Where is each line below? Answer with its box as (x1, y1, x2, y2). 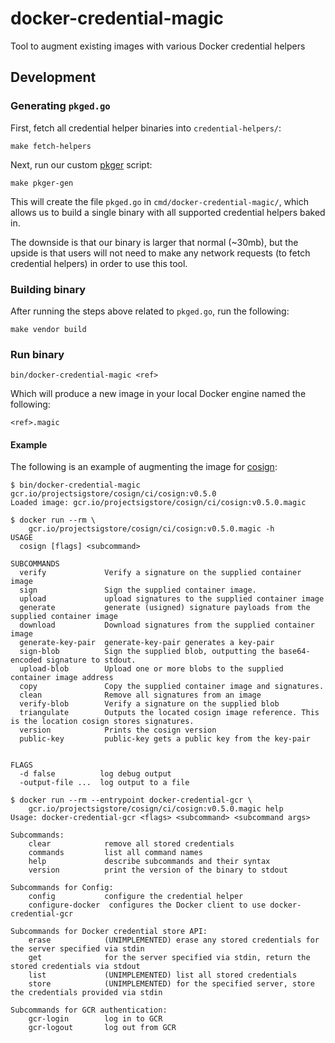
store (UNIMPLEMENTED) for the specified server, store (28, 979, 315, 989)
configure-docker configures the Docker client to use (28, 900, 267, 911)
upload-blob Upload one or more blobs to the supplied (19, 664, 284, 674)
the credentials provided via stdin (10, 988, 163, 998)
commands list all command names (28, 848, 203, 858)
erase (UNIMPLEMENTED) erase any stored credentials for (28, 935, 320, 946)
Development (10, 69, 97, 86)
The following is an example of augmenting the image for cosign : (10, 461, 278, 473)
